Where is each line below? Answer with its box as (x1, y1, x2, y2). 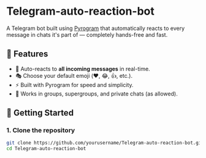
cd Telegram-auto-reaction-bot (6, 146, 86, 152)
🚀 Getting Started (6, 108, 74, 118)
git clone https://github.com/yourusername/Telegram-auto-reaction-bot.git (6, 140, 204, 146)
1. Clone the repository (6, 126, 75, 135)
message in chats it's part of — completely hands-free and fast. (6, 31, 168, 38)
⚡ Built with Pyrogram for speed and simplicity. (15, 81, 134, 88)
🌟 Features (6, 49, 48, 59)
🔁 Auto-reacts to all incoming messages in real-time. (15, 65, 150, 72)
